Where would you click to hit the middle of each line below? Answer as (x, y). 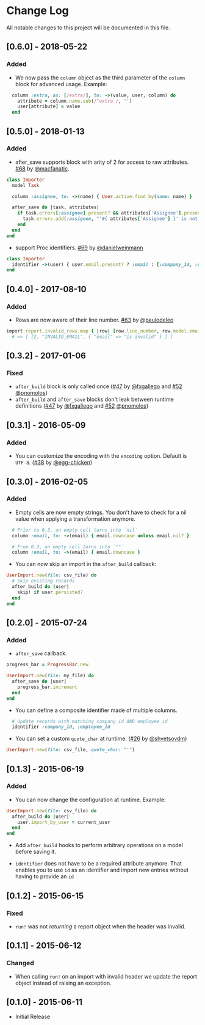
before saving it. (35, 852)
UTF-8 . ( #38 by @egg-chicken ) (54, 463)
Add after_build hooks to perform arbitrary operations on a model (99, 845)
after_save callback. (41, 653)
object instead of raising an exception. (63, 983)
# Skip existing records (43, 581)
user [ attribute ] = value (49, 107)
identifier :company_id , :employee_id (61, 727)
